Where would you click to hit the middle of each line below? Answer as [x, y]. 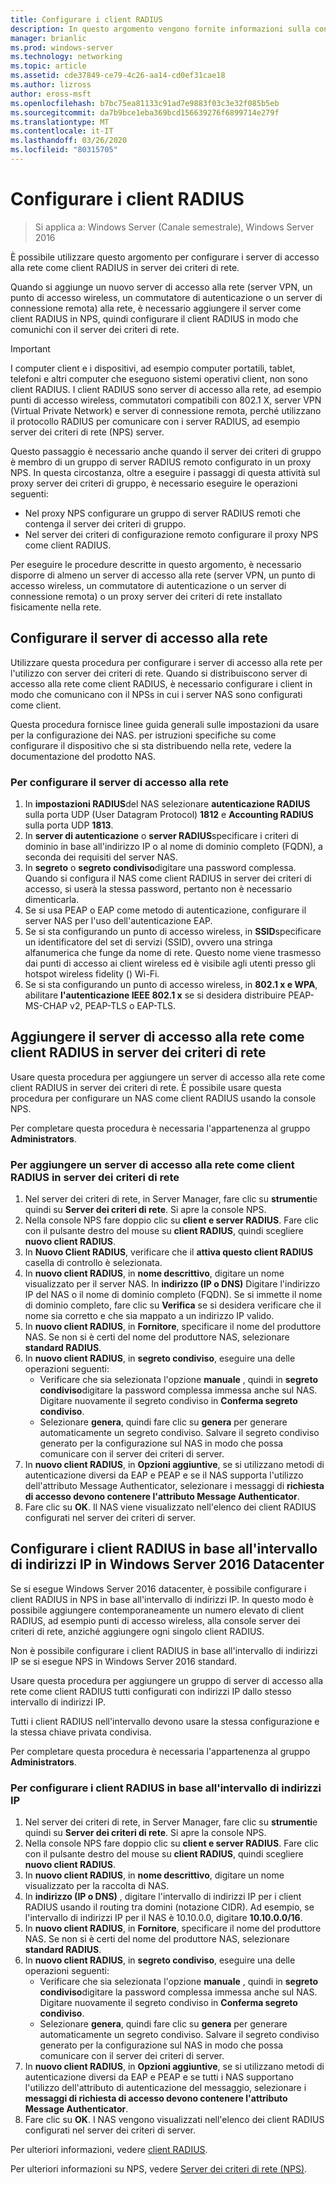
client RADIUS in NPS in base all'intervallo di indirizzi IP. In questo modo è [162, 1599]
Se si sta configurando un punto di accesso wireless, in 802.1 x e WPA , [171, 984]
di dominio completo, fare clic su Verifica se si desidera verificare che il [173, 1305]
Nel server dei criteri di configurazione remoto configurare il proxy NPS [171, 534]
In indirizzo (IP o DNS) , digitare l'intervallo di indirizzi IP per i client [163, 1897]
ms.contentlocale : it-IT [62, 131]
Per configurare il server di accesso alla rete [120, 782]
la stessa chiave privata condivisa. [81, 1732]
